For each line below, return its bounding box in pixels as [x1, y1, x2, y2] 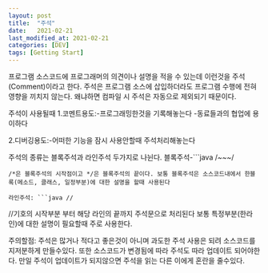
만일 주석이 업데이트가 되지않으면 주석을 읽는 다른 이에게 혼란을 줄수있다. [18, 256, 246, 265]
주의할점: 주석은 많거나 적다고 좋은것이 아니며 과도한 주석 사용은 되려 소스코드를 [8, 236, 256, 245]
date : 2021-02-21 [8, 26, 74, 34]
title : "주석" [8, 19, 56, 27]
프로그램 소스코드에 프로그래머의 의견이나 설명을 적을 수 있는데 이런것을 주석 [8, 72, 246, 81]
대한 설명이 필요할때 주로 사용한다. [25, 219, 133, 228]
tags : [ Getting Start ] [8, 49, 84, 57]
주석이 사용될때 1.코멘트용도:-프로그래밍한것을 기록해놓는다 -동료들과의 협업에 [8, 109, 251, 118]
